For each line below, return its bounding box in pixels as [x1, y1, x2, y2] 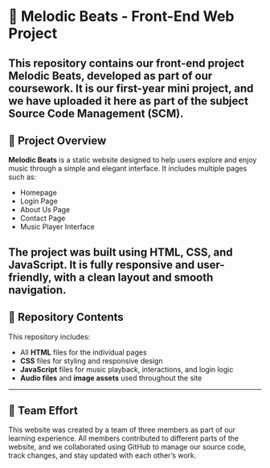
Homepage [19, 188, 58, 198]
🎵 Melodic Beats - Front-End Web [8, 7, 235, 26]
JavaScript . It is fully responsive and [8, 257, 195, 272]
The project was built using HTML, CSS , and [8, 245, 233, 259]
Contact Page [19, 213, 66, 224]
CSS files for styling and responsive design [19, 355, 163, 365]
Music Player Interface [19, 222, 95, 232]
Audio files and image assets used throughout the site [19, 373, 202, 383]
